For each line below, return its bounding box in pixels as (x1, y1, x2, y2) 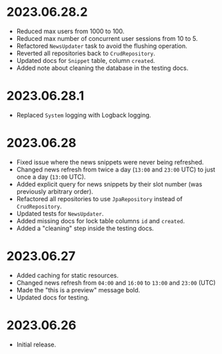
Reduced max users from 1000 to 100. (16, 27, 125, 35)
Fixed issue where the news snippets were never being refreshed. (16, 158, 204, 166)
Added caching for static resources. (16, 271, 119, 279)
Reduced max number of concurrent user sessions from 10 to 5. (16, 34, 198, 42)
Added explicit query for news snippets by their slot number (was (16, 180, 203, 188)
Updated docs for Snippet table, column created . (16, 56, 156, 64)
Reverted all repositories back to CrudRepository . (16, 49, 156, 57)
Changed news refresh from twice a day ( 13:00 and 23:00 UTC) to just (16, 165, 216, 174)
